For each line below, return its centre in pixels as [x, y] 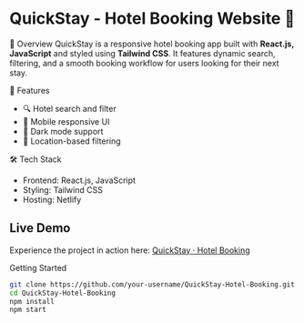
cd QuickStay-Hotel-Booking [63, 293]
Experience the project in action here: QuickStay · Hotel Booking [130, 250]
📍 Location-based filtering [71, 141]
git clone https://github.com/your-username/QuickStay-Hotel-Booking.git [152, 284]
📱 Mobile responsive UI [66, 121]
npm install [32, 301]
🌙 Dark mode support [63, 131]
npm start [28, 310]
